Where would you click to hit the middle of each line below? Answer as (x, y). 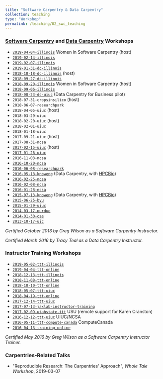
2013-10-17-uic (28, 221)
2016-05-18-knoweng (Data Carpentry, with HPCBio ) (64, 173)
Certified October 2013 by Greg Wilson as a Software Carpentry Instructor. (82, 231)
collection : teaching (28, 14)
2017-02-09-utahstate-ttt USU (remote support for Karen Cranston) (82, 311)
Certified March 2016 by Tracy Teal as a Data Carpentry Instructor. (74, 240)
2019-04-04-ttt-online (36, 270)
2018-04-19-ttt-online (36, 296)
